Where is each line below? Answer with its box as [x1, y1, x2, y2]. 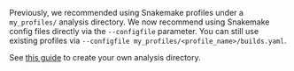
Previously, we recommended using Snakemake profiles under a [9, 8, 244, 18]
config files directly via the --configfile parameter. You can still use [9, 26, 259, 36]
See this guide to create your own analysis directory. [9, 53, 201, 62]
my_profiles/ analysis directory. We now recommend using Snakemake [9, 17, 270, 27]
